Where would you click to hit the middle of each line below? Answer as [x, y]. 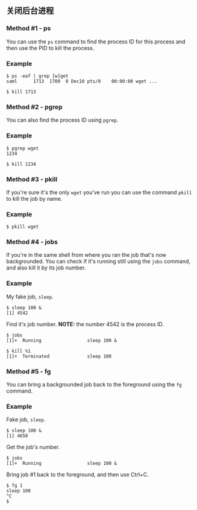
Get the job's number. [33, 447]
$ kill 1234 [21, 164]
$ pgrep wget [23, 148]
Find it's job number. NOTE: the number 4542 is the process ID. [85, 324]
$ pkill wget [23, 227]
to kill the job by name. [34, 198]
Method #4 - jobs [32, 242]
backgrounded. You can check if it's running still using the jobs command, [98, 262]
